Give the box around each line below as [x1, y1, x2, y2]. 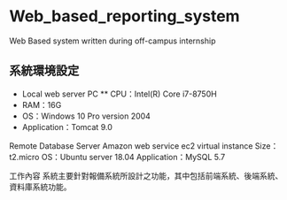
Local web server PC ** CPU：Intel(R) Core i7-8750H [21, 88, 217, 99]
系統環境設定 [9, 64, 80, 79]
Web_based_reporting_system [9, 6, 241, 27]
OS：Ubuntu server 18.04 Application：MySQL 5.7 [41, 151, 226, 162]
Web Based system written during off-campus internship [9, 35, 216, 46]
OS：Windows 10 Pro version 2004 [21, 111, 151, 121]
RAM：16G [21, 99, 62, 110]
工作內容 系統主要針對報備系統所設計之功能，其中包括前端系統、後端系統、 [9, 170, 283, 181]
